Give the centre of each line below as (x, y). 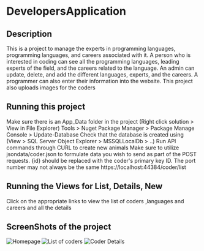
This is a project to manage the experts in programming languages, (91, 48)
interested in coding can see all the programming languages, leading (93, 62)
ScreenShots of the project (59, 227)
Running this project (46, 107)
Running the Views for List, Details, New (85, 186)
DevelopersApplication (66, 11)
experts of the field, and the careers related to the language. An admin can (100, 68)
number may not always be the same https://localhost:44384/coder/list (96, 167)
